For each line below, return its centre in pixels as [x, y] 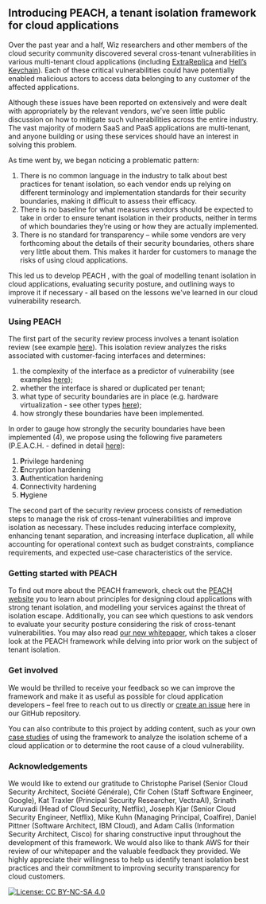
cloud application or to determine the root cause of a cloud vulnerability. [126, 745]
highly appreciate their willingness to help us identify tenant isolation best [128, 859]
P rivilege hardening [52, 462]
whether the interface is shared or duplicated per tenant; [112, 388]
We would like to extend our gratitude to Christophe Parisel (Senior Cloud [128, 783]
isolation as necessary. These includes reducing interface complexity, [122, 528]
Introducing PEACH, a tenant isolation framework [132, 13]
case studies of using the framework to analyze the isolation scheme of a [128, 737]
